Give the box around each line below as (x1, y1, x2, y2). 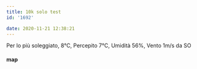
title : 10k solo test (6, 8, 62, 15)
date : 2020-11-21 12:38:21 (6, 25, 75, 31)
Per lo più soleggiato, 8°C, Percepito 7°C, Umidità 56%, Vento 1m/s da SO (6, 42, 192, 49)
